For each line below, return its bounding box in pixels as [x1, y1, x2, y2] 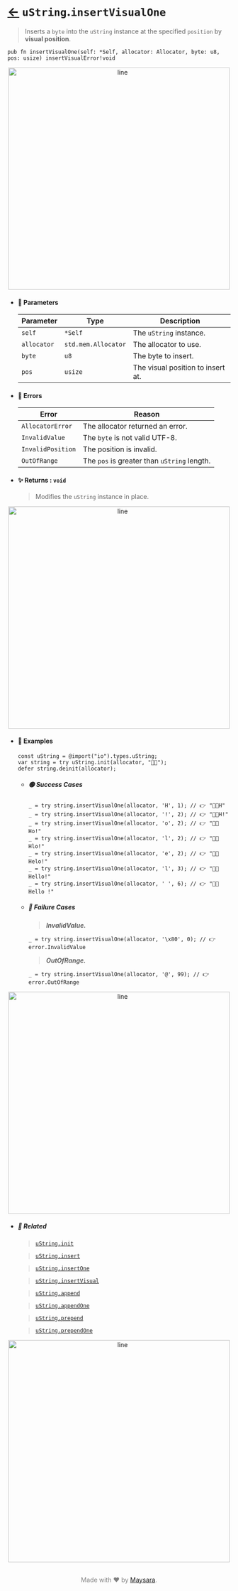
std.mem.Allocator [64, 341, 126, 348]
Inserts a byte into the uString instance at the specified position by [24, 27, 222, 36]
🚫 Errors [17, 391, 42, 400]
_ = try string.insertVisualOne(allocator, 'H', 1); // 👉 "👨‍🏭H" [28, 802, 225, 809]
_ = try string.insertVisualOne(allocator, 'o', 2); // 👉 [28, 820, 207, 827]
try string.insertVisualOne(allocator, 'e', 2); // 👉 [41, 850, 207, 857]
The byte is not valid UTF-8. [82, 433, 177, 443]
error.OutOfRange [28, 978, 80, 986]
